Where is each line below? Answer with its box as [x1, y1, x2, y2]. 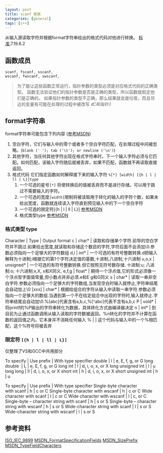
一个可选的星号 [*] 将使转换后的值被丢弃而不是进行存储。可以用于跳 [19, 182, 156, 188]
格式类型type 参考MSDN [19, 212, 69, 218]
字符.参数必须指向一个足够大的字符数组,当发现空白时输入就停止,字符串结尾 [9, 281, 158, 286]
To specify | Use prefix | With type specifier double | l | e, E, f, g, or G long [5, 358, 153, 364]
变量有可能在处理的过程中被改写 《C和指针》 [25, 101, 113, 107]
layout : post [5, 7, 32, 12]
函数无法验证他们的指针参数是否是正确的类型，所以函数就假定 [26, 89, 151, 95]
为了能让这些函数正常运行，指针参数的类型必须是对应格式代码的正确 [17, 83, 154, 89]
